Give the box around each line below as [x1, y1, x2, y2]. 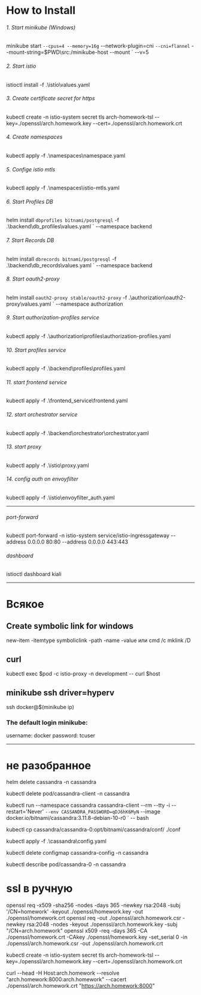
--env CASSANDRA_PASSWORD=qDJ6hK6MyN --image [45, 808, 160, 815]
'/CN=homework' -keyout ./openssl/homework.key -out [6, 908, 144, 915]
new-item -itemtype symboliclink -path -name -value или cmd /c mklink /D [6, 637, 191, 644]
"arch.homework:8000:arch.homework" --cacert [6, 976, 127, 983]
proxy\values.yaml [6, 300, 51, 307]
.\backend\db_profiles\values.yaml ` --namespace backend [6, 223, 153, 230]
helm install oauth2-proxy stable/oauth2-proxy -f [6, 294, 127, 301]
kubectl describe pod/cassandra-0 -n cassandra [6, 861, 126, 868]
